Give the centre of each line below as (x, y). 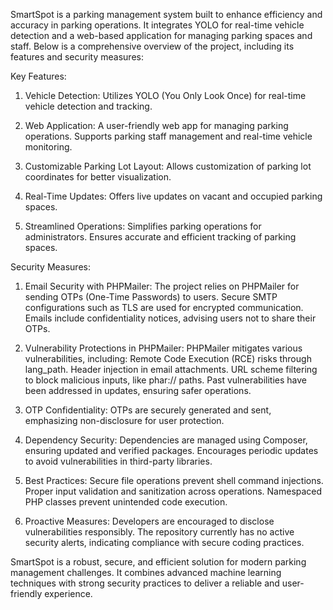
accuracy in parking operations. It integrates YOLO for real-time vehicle (157, 25)
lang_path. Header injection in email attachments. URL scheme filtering (171, 369)
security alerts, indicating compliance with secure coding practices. (164, 542)
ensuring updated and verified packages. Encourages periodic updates (171, 450)
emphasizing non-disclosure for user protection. (124, 420)
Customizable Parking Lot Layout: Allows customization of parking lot (168, 166)
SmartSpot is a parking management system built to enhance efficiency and (166, 14)
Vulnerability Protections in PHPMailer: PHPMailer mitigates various (163, 348)
